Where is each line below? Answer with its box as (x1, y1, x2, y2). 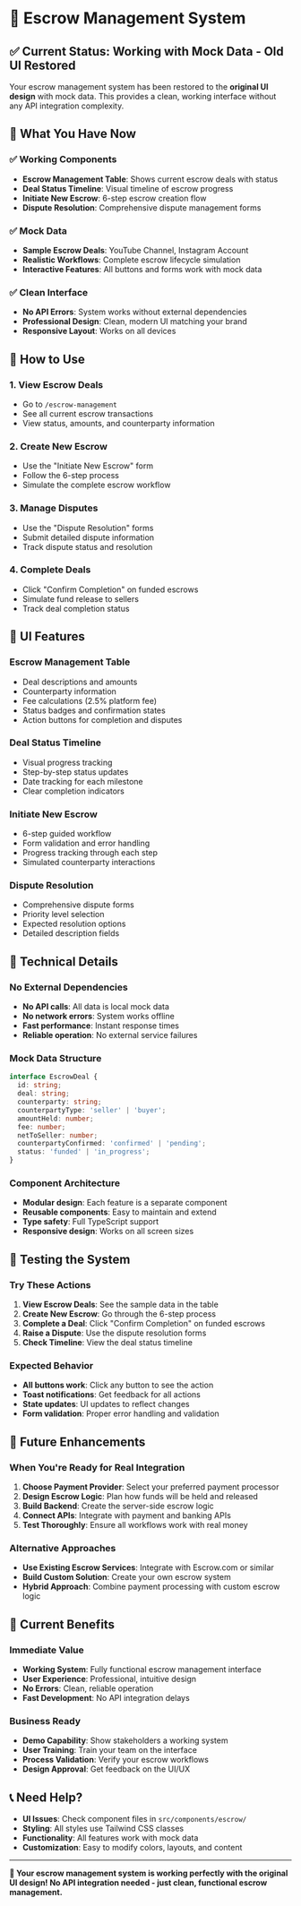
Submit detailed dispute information (21, 532, 155, 543)
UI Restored (9, 57, 76, 73)
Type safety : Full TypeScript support (21, 1216, 159, 1227)
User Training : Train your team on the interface (21, 1745, 197, 1756)
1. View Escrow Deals (9, 378, 104, 391)
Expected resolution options (21, 918, 126, 930)
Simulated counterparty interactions (21, 857, 156, 868)
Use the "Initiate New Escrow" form (21, 460, 154, 471)
